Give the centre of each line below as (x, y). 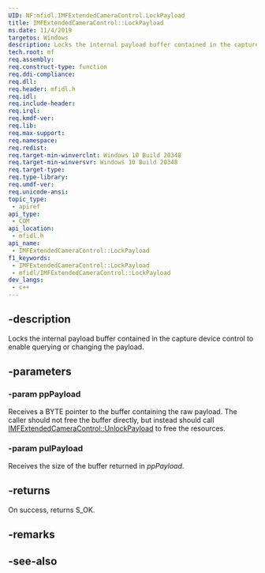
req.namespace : (33, 140)
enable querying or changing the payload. (76, 347)
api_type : (24, 214)
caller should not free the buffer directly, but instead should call (111, 420)
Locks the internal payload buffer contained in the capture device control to (131, 338)
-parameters (40, 372)
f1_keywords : (30, 258)
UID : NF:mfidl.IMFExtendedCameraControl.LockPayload (97, 15)
